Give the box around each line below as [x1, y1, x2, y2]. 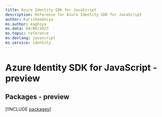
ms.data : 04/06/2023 [5, 26, 49, 31]
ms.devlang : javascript [5, 36, 56, 41]
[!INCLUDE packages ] [5, 106, 51, 112]
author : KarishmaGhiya [5, 17, 53, 22]
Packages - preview [5, 93, 70, 101]
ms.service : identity [5, 40, 51, 45]
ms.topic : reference [5, 31, 49, 36]
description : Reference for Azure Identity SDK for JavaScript [5, 12, 142, 17]
